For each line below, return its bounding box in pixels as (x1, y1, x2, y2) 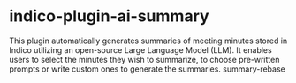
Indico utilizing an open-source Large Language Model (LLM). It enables (9, 44, 272, 55)
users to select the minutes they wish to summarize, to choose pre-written (9, 54, 280, 64)
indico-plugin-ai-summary (9, 6, 209, 26)
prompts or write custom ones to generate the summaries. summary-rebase (9, 64, 285, 74)
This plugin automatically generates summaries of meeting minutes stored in (9, 35, 288, 46)
